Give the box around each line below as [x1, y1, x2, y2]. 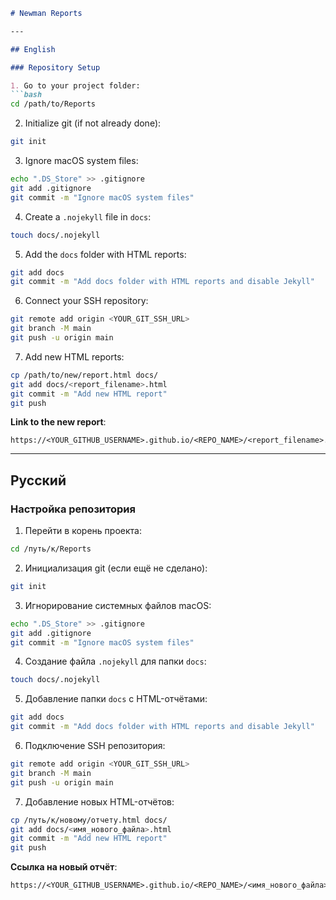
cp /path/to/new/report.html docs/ [10, 370, 159, 380]
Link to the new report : [10, 416, 107, 428]
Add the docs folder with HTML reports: [24, 248, 187, 260]
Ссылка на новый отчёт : [10, 861, 118, 873]
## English [10, 44, 56, 54]
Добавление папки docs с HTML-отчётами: [24, 693, 208, 705]
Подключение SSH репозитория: [24, 740, 166, 752]
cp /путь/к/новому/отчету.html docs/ [10, 815, 168, 825]
